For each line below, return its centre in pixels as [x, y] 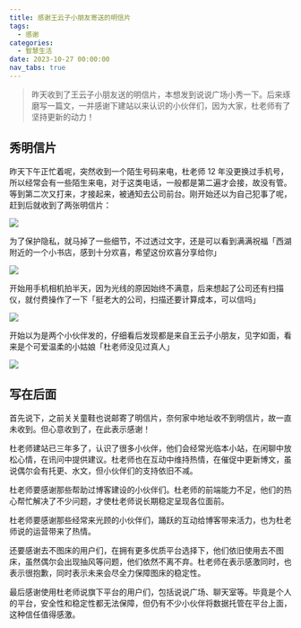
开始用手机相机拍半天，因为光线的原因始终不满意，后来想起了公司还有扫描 [146, 287]
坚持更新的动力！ [63, 117]
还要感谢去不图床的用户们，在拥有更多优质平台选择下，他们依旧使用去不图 [146, 550]
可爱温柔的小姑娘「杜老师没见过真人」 [103, 346]
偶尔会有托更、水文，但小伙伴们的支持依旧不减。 [107, 470]
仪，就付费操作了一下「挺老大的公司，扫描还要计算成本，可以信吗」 [135, 299]
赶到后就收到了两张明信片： [60, 205]
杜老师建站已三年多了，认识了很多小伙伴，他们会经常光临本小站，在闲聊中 [146, 448]
